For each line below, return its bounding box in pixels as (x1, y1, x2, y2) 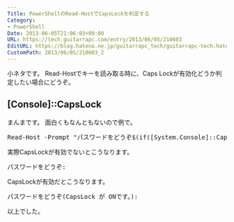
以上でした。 (7, 207, 44, 215)
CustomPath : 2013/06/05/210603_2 (7, 50, 104, 57)
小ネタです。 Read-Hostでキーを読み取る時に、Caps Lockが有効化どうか (7, 69, 216, 77)
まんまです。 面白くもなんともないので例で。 (7, 118, 136, 126)
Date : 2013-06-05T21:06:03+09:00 (7, 29, 104, 37)
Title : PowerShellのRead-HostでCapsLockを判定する (7, 10, 150, 17)
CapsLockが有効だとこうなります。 (7, 177, 109, 186)
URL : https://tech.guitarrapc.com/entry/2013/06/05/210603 (7, 36, 182, 43)
